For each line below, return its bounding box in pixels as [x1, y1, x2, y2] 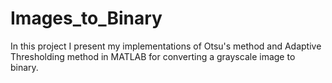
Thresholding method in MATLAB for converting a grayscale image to [10, 50, 296, 62]
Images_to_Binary [10, 7, 163, 30]
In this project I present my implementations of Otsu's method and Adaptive [10, 40, 322, 52]
